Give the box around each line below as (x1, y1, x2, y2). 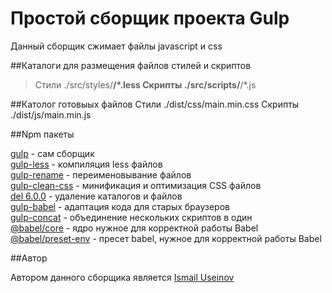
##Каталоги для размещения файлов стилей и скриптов (10, 59, 252, 71)
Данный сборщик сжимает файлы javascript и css (10, 40, 223, 52)
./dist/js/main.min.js (10, 108, 92, 121)
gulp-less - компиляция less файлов (10, 158, 163, 170)
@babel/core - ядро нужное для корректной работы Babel (10, 222, 259, 234)
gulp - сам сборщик (10, 147, 95, 159)
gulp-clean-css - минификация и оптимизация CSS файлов (10, 179, 262, 191)
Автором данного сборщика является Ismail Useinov (10, 271, 235, 283)
